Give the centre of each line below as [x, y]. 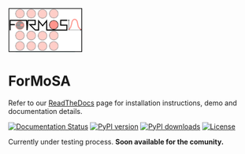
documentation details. [45, 111]
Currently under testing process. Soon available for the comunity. [116, 141]
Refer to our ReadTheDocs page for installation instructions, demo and [123, 103]
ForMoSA [39, 81]
